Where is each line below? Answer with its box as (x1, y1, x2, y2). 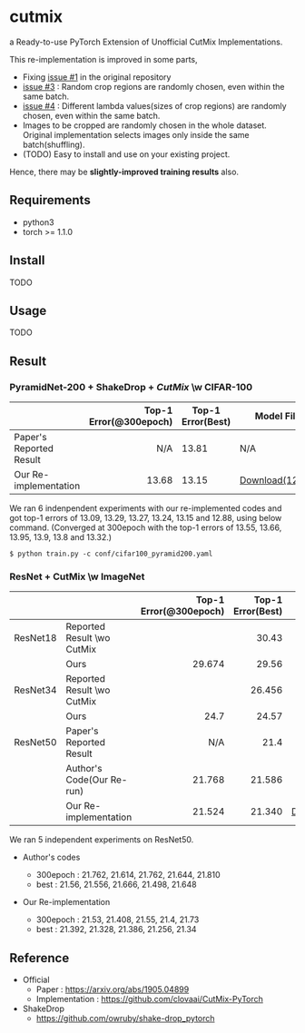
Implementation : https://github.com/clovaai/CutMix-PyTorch (35, 994, 263, 1005)
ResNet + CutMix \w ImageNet (9, 570, 145, 583)
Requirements (9, 192, 91, 208)
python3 (22, 216, 54, 228)
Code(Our (65, 773, 109, 786)
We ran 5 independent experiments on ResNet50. (9, 834, 194, 845)
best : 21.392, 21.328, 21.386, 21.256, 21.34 (35, 924, 197, 935)
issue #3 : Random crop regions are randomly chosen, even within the (22, 81, 285, 92)
